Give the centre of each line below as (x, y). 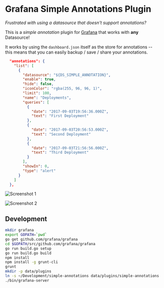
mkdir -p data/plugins (28, 271)
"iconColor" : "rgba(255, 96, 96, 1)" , (62, 89)
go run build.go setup (28, 248)
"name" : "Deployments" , (47, 98)
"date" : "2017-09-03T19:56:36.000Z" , (70, 112)
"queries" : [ (36, 102)
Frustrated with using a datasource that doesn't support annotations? (76, 23)
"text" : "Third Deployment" (60, 153)
